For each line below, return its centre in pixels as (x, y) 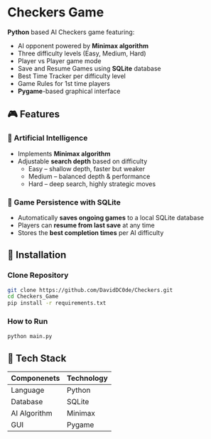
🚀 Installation (37, 255)
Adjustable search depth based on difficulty (82, 161)
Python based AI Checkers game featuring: (71, 32)
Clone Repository (38, 276)
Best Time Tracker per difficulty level (72, 76)
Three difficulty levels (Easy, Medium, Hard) (82, 53)
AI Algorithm (32, 413)
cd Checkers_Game (33, 297)
